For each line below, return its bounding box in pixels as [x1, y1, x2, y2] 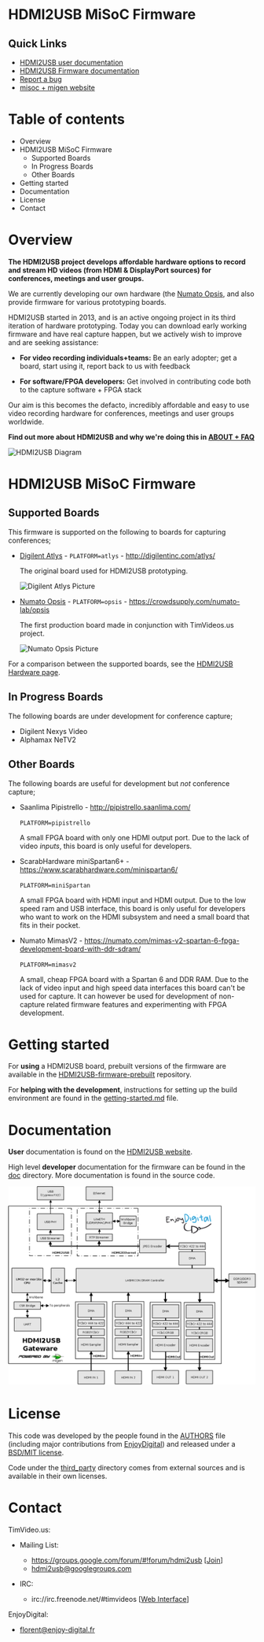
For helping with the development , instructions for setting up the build [8, 1085, 237, 1095]
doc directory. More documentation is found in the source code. [8, 1171, 215, 1181]
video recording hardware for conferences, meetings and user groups [8, 408, 234, 418]
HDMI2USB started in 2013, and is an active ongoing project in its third [8, 313, 236, 322]
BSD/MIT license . [8, 1447, 64, 1457]
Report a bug [19, 75, 62, 83]
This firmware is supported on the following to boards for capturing [8, 527, 226, 536]
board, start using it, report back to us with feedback [19, 361, 191, 371]
